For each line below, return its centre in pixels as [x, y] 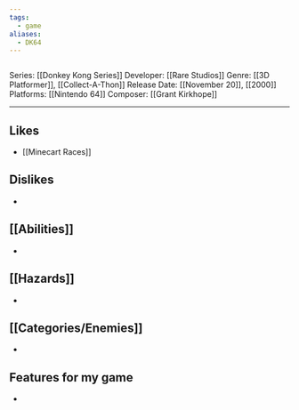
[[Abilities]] [41, 229]
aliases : [25, 34]
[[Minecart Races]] [57, 152]
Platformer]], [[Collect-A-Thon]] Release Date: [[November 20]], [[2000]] [143, 84]
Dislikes [32, 180]
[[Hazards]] [42, 279]
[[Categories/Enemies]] [76, 328]
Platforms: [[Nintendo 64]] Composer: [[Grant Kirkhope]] [113, 94]
